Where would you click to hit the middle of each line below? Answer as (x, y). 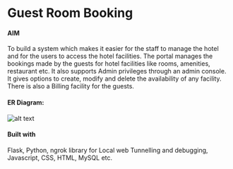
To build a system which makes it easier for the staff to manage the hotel (113, 49)
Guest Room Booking (70, 13)
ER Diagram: (26, 102)
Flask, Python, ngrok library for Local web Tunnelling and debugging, (108, 150)
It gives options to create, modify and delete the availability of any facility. (114, 78)
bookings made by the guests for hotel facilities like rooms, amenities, (109, 64)
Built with (22, 134)
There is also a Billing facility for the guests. (71, 86)
